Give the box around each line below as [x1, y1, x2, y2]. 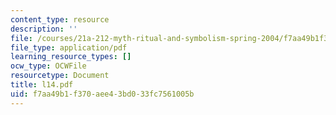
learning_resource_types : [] [10, 52, 132, 62]
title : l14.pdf [10, 80, 74, 90]
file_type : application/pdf [10, 42, 128, 53]
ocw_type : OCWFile [10, 61, 87, 71]
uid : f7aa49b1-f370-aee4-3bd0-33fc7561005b [10, 89, 195, 99]
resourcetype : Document [10, 71, 110, 81]
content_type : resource [10, 14, 110, 25]
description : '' [10, 24, 78, 34]
